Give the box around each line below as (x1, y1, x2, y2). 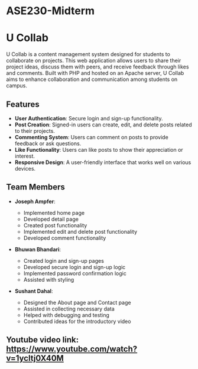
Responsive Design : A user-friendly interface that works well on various (14, 158, 191, 166)
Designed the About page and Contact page (23, 299, 131, 306)
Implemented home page (23, 209, 85, 216)
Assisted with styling (23, 276, 74, 283)
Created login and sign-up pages (23, 257, 105, 264)
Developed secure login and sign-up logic (23, 263, 126, 270)
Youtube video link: (6, 335, 79, 345)
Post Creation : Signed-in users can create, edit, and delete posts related (14, 121, 192, 128)
